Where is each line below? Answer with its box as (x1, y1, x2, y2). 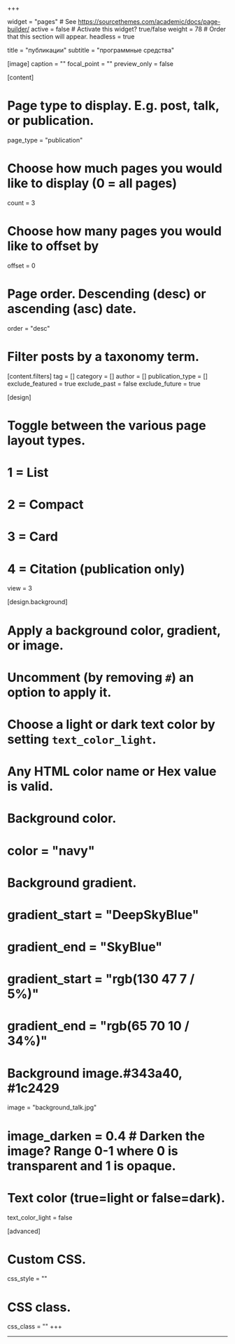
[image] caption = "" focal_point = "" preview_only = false (7, 60, 173, 67)
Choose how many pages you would (7, 223, 222, 239)
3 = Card (7, 529, 58, 545)
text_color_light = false (7, 1213, 73, 1222)
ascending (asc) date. (7, 301, 137, 317)
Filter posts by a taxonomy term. (7, 348, 199, 364)
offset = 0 (7, 261, 36, 270)
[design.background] (7, 598, 68, 606)
